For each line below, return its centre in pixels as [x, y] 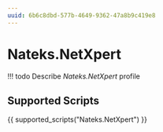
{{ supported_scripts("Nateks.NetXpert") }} [77, 119]
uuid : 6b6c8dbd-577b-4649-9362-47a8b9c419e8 [81, 15]
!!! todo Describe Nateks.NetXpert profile [74, 76]
